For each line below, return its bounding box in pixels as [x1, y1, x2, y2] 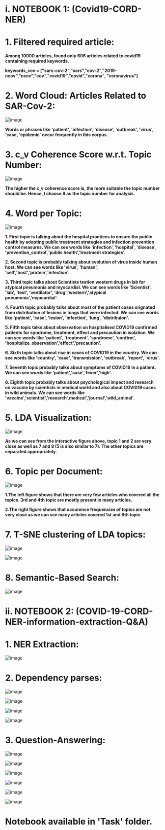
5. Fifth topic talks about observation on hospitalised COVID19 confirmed [5, 324, 157, 330]
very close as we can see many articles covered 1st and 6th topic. [5, 511, 142, 517]
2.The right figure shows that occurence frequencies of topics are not [5, 506, 151, 512]
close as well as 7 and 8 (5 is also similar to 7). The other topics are [5, 443, 144, 449]
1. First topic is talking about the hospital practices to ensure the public [5, 233, 153, 240]
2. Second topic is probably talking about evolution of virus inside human [5, 259, 158, 265]
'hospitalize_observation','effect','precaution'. [5, 340, 102, 346]
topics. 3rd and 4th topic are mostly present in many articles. [5, 497, 133, 503]
